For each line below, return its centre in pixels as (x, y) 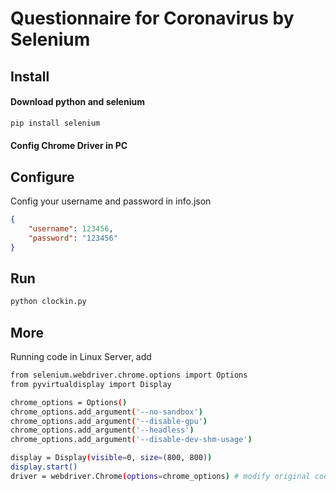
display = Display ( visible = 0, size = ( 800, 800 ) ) (111, 458)
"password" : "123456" (73, 238)
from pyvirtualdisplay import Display (91, 384)
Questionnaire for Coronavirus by (152, 18)
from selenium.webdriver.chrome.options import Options (129, 375)
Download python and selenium (77, 102)
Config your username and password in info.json (111, 201)
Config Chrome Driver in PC (69, 146)
